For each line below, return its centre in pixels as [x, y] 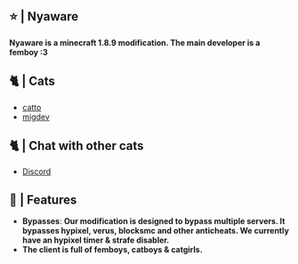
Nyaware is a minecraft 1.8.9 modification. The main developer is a [135, 42]
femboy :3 [29, 52]
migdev [36, 117]
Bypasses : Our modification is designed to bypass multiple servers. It [153, 221]
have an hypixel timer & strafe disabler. [96, 240]
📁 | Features [43, 199]
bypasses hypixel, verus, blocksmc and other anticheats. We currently [155, 231]
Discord [36, 172]
